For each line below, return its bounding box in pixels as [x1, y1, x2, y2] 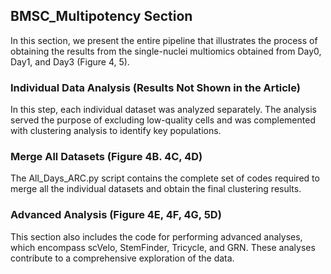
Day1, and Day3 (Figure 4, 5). [10, 55, 130, 68]
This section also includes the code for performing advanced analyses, [10, 230, 303, 243]
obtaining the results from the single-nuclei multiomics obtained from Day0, [10, 45, 322, 57]
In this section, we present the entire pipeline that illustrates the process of [10, 34, 318, 46]
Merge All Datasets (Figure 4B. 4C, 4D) [10, 150, 203, 164]
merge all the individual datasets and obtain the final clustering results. [10, 183, 302, 195]
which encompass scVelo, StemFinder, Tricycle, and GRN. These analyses [10, 241, 316, 253]
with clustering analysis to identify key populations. [10, 125, 222, 137]
